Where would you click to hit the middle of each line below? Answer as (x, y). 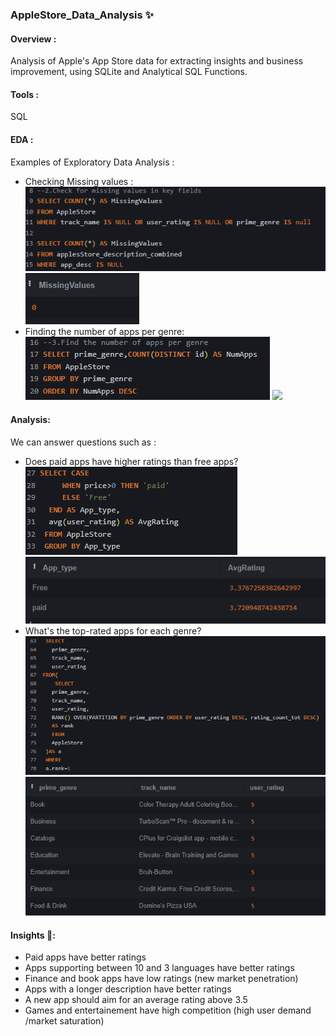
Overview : (33, 39)
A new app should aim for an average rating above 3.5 (136, 1000)
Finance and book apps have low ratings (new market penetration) (161, 979)
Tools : (25, 94)
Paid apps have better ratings (85, 957)
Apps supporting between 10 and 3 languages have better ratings (159, 968)
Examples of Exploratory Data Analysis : (92, 162)
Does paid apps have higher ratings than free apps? (131, 461)
